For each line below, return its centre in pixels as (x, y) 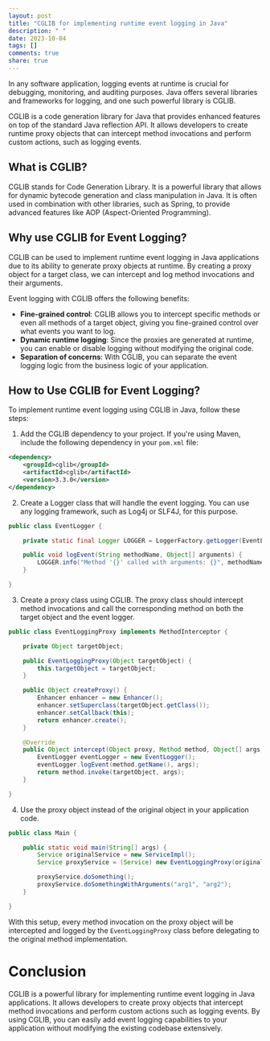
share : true (28, 61)
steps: (18, 419)
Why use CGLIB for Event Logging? (98, 238)
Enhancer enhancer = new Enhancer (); (100, 698)
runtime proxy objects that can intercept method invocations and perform (130, 133)
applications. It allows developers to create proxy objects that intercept (126, 1002)
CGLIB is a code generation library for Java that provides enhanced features (135, 116)
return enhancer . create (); (82, 720)
